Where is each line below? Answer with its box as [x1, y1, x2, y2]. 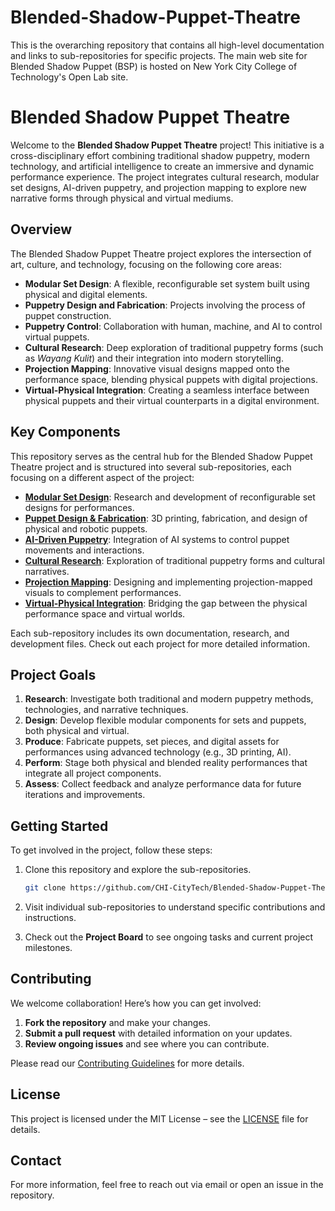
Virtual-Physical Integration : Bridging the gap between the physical [24, 597, 308, 609]
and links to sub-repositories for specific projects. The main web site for [10, 49, 308, 61]
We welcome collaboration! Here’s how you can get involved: [10, 997, 262, 1009]
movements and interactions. [24, 544, 145, 556]
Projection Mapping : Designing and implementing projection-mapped [24, 576, 313, 588]
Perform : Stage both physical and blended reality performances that [24, 757, 308, 769]
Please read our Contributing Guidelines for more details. [10, 1057, 245, 1069]
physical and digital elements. [24, 288, 148, 300]
